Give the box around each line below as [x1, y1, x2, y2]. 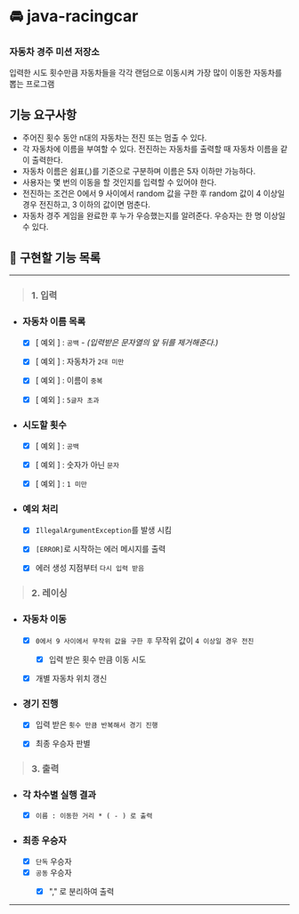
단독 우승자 [35, 855, 73, 867]
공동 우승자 [35, 868, 73, 878]
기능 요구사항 [9, 107, 77, 122]
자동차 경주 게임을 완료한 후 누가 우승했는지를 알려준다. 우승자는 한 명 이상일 [21, 210, 287, 222]
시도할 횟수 [21, 418, 67, 431]
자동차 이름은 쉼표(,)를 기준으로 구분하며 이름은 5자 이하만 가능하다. [21, 166, 256, 177]
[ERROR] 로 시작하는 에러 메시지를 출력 [35, 544, 166, 554]
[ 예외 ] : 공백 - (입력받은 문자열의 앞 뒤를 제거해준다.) [35, 337, 219, 348]
